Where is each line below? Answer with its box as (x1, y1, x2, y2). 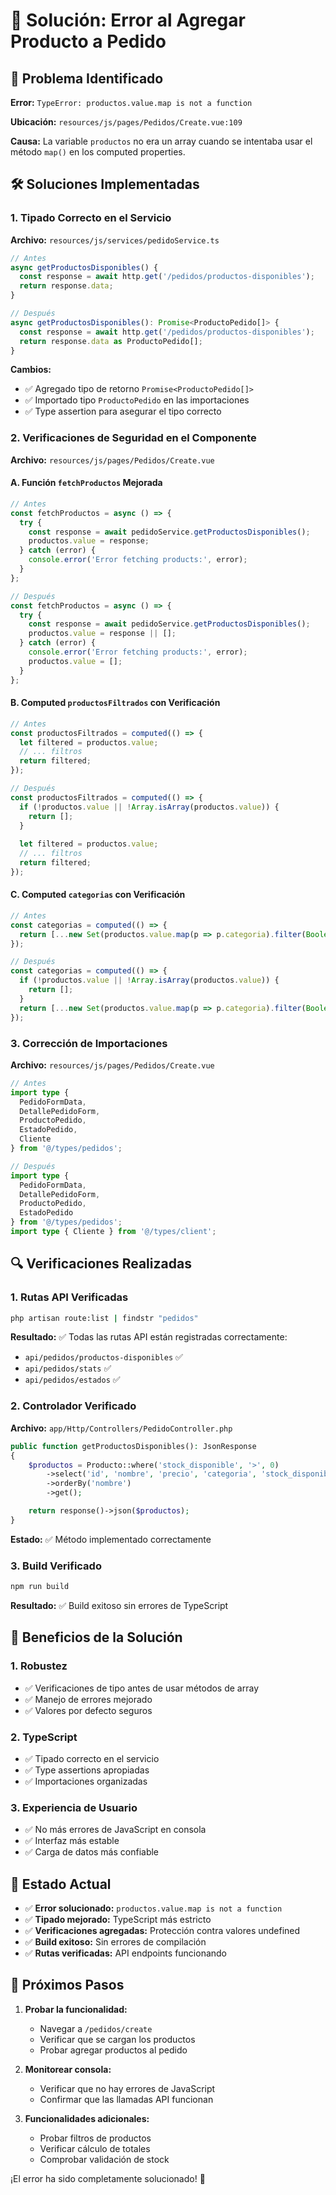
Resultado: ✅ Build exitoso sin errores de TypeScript (10, 1599, 229, 1611)
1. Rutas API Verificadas (10, 1290, 129, 1304)
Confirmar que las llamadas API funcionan (39, 2093, 214, 2105)
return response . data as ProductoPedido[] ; (19, 336, 203, 346)
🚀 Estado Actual (10, 1875, 112, 1893)
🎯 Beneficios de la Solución (10, 1629, 183, 1646)
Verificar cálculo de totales (39, 2142, 151, 2154)
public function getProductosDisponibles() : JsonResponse (10, 1441, 257, 1451)
